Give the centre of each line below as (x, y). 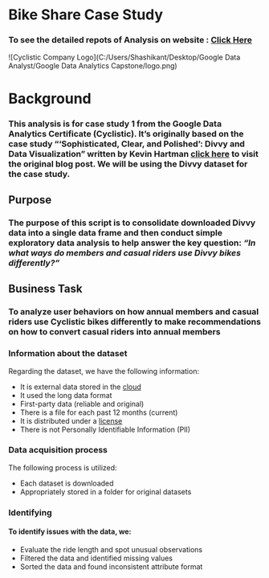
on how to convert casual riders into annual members (114, 332)
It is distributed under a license (71, 420)
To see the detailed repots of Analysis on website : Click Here (130, 40)
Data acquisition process (58, 450)
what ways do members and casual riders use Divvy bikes (124, 252)
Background (50, 98)
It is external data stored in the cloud (81, 387)
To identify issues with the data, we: (70, 531)
